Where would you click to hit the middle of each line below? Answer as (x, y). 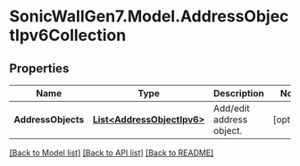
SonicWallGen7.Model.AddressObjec (149, 17)
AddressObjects (49, 120)
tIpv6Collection (68, 35)
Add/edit (231, 108)
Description (239, 93)
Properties (39, 68)
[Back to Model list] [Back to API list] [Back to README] (112, 153)
